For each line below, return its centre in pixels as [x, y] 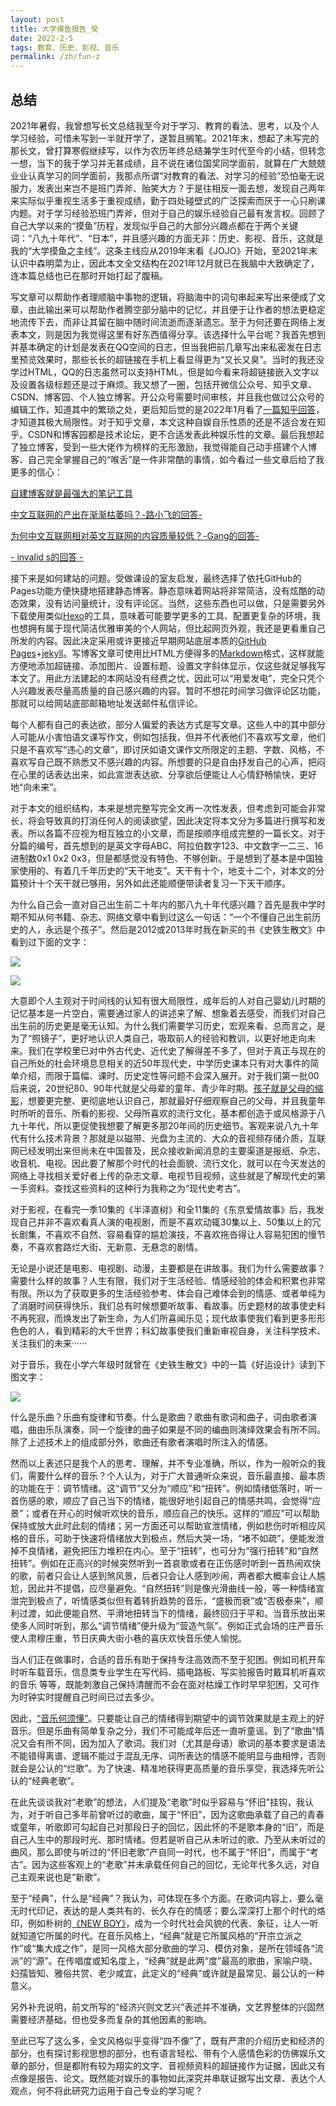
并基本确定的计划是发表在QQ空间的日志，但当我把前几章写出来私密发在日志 [166, 347]
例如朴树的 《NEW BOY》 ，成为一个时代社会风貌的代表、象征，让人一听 [173, 1923]
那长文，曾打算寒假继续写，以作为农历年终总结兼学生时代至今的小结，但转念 [168, 150]
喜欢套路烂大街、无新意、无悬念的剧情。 [119, 1247]
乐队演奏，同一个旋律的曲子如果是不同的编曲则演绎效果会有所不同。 [185, 1429]
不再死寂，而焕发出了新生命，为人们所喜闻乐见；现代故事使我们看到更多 [159, 1318]
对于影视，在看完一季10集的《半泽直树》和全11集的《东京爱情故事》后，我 [163, 1209]
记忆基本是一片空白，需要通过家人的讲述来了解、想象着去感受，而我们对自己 [168, 1013]
